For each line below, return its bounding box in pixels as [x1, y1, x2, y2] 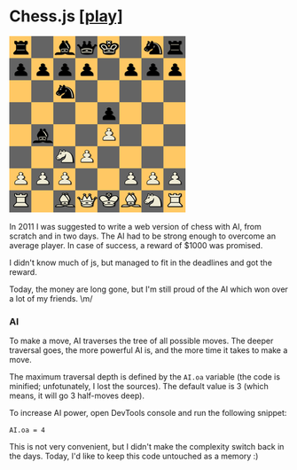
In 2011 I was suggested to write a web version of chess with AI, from [9, 221, 262, 231]
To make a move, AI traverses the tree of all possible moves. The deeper [9, 335, 274, 347]
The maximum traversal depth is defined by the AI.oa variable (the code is [9, 372, 281, 382]
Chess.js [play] [9, 6, 123, 27]
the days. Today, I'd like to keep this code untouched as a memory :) [9, 450, 259, 462]
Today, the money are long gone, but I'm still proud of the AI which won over [9, 284, 288, 294]
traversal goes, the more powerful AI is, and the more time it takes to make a [9, 345, 288, 356]
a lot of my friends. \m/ [9, 293, 93, 303]
